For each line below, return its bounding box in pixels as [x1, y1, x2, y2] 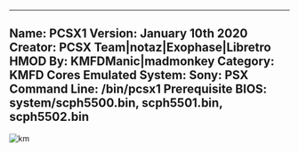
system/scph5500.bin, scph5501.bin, [9, 95, 223, 111]
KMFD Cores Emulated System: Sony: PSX [9, 68, 249, 83]
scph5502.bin [9, 109, 89, 124]
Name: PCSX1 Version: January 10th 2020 [9, 26, 248, 41]
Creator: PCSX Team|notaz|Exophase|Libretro [9, 40, 271, 55]
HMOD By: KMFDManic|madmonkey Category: [9, 54, 275, 69]
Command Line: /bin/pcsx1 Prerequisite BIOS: [9, 82, 268, 97]
